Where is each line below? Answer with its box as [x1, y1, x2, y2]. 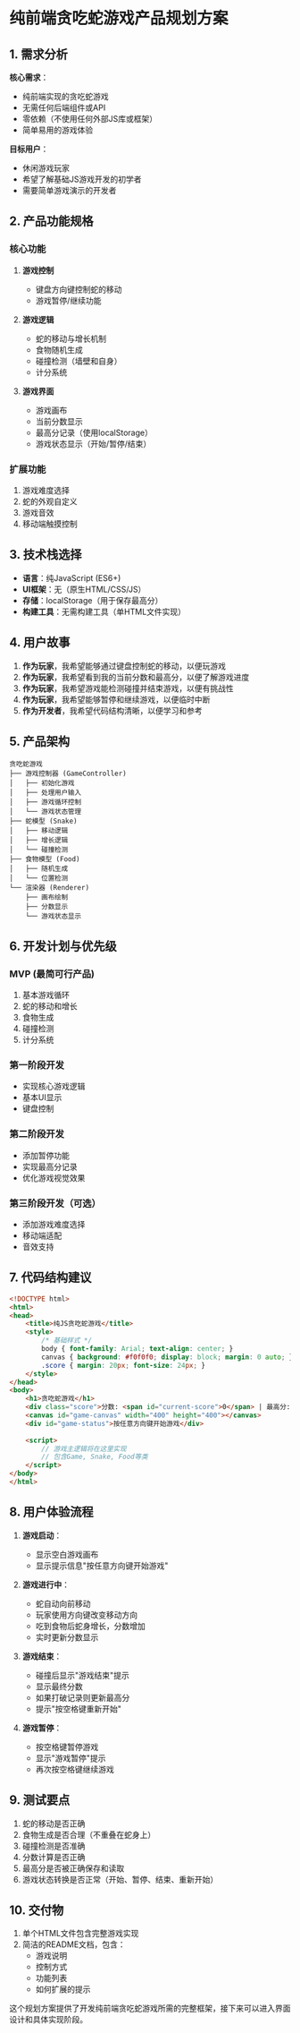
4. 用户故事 [9, 635, 71, 650]
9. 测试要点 [9, 1792, 71, 1808]
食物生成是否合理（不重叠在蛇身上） [21, 1829, 156, 1840]
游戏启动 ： [21, 1530, 62, 1541]
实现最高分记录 [21, 1161, 78, 1172]
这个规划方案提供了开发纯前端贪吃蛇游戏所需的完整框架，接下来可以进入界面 [9, 2003, 291, 2014]
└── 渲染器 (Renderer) [9, 884, 90, 893]
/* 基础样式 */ [41, 1336, 92, 1345]
